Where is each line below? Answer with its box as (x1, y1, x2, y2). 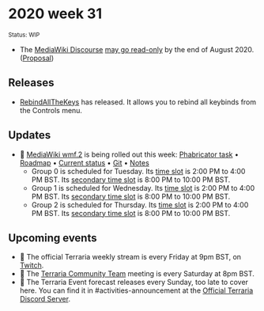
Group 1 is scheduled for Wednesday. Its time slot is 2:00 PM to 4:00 (31, 183, 255, 192)
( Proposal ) (19, 53, 54, 63)
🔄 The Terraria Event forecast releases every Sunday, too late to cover (19, 278, 249, 287)
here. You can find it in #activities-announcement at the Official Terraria (19, 286, 254, 295)
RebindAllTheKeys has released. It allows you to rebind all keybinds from (19, 97, 257, 107)
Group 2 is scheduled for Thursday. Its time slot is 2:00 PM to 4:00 (31, 199, 249, 210)
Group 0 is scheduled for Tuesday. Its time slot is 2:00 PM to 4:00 (31, 166, 246, 176)
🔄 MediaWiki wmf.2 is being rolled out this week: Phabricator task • (19, 150, 239, 159)
